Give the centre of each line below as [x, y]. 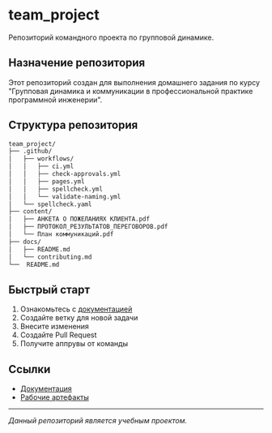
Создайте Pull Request [58, 335]
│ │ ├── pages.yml [47, 181]
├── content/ [30, 212]
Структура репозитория [73, 125]
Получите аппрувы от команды [74, 344]
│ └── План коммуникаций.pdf [61, 234]
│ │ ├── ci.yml [41, 167]
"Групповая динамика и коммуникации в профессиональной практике [131, 91]
